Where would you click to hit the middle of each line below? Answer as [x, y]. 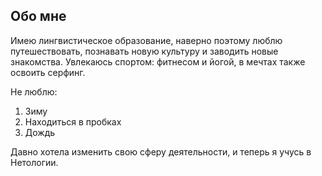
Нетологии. [34, 162]
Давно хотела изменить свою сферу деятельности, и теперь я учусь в [161, 151]
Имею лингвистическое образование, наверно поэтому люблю [146, 40]
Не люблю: [34, 91]
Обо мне [38, 16]
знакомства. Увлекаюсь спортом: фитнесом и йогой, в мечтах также [158, 61]
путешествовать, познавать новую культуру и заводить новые [144, 51]
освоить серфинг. [48, 72]
